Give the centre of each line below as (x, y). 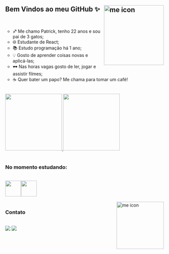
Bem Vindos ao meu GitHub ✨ (53, 9)
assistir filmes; (27, 74)
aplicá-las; (23, 60)
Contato (15, 212)
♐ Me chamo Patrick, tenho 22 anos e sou (56, 31)
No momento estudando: (36, 167)
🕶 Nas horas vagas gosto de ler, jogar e (54, 67)
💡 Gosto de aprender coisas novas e (50, 55)
